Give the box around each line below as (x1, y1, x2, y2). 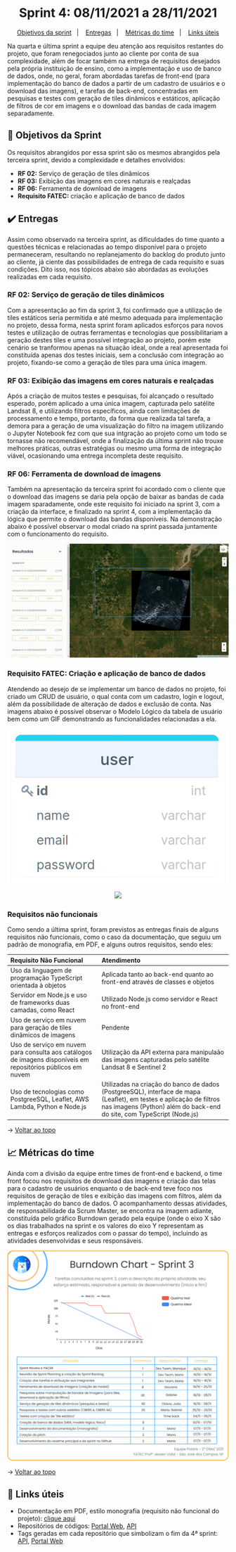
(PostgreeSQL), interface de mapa (101, 1088, 201, 1096)
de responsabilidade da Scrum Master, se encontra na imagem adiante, (7, 1206, 214, 1214)
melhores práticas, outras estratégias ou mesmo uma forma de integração (7, 444, 222, 453)
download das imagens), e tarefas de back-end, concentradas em (7, 86, 199, 95)
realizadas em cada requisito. (7, 272, 93, 281)
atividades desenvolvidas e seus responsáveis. (7, 1236, 144, 1245)
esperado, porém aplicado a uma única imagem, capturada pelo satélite (7, 399, 215, 408)
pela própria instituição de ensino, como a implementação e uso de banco (7, 64, 222, 72)
